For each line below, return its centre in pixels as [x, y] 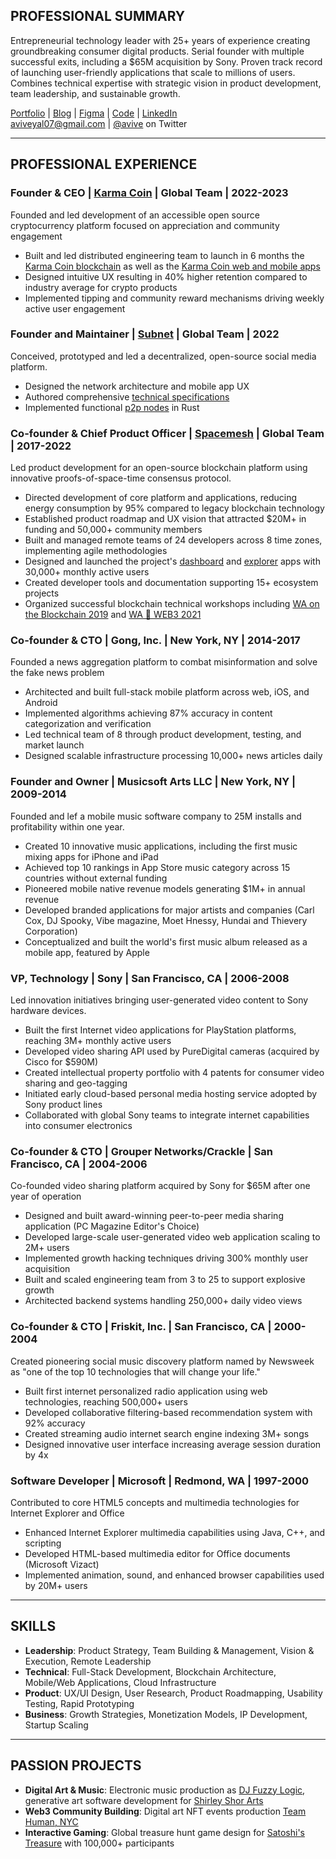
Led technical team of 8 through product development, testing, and [163, 735]
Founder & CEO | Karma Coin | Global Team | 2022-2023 [149, 193]
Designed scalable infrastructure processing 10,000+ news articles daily [173, 756]
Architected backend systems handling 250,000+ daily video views [163, 1301]
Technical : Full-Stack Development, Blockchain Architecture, [150, 1671]
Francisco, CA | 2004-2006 [79, 1164]
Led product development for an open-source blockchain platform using [159, 468]
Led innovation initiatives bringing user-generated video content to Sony [159, 1000]
